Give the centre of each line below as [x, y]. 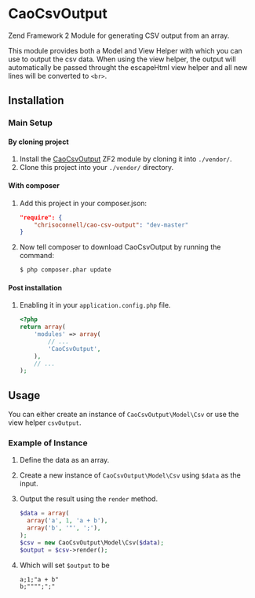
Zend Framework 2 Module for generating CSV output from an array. [119, 35]
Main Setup [31, 123]
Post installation [35, 287]
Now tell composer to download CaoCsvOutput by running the [120, 247]
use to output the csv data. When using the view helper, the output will [122, 59]
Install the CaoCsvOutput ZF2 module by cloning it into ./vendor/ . [126, 159]
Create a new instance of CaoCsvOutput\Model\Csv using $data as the [130, 475]
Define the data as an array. [64, 460]
